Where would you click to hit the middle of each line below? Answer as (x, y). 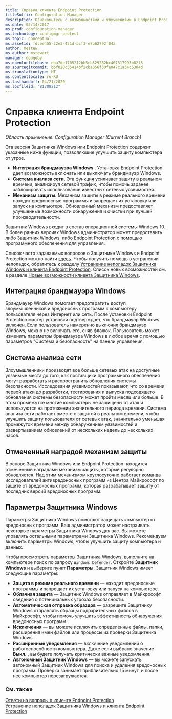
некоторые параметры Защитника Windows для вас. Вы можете (76, 530)
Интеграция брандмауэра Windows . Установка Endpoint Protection (88, 168)
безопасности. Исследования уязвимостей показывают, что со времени (85, 386)
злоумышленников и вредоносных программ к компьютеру (71, 309)
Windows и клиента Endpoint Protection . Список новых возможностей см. (86, 269)
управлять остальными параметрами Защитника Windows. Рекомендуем (86, 536)
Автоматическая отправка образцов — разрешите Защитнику (82, 605)
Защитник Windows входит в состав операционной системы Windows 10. (85, 227)
